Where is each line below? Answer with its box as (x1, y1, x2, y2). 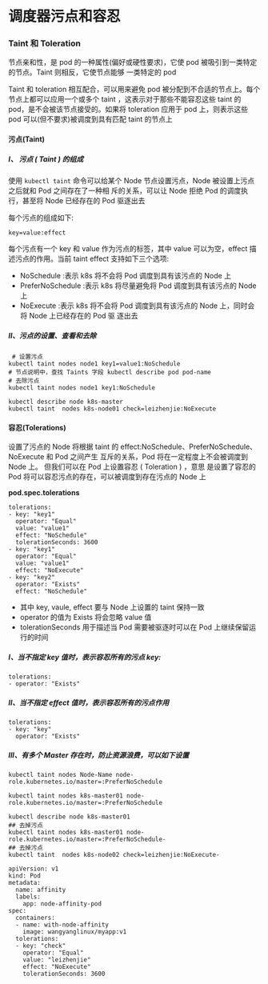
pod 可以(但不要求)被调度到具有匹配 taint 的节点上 (8, 114, 174, 124)
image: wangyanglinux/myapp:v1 (22, 928, 127, 936)
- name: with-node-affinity (15, 921, 110, 929)
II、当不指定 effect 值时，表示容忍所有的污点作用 (8, 698, 170, 707)
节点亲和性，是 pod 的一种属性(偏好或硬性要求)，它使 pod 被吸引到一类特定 (8, 58, 258, 67)
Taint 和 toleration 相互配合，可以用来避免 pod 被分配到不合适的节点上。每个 (8, 85, 261, 94)
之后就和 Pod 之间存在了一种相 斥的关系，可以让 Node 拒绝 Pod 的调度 (8, 186, 242, 196)
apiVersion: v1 (8, 865, 59, 873)
